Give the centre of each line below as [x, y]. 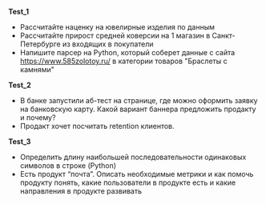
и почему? [38, 118]
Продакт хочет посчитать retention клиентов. [97, 126]
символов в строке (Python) [68, 166]
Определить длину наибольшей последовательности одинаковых [133, 157]
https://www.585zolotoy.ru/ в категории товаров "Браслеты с [123, 61]
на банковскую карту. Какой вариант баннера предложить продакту [138, 109]
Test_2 [20, 85]
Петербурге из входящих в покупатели [87, 44]
